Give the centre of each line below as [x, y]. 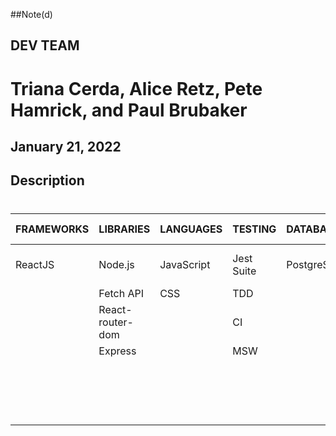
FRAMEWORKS [52, 229]
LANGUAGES [191, 229]
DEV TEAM [45, 45]
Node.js [116, 264]
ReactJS [35, 264]
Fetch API [121, 293]
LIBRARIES [124, 229]
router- [116, 322]
